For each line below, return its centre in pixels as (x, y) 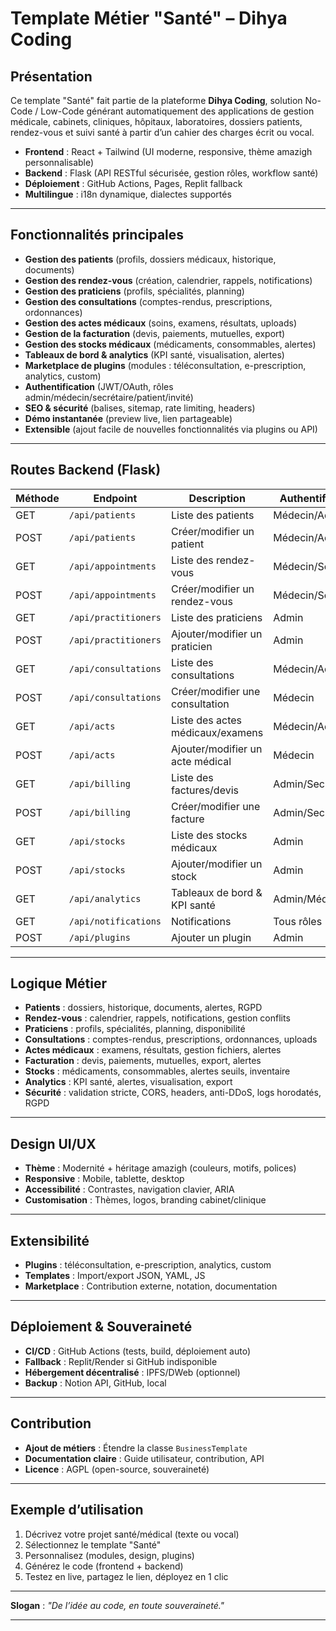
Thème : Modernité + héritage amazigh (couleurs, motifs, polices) (160, 1168)
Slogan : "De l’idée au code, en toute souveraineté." (117, 1605)
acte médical (201, 761)
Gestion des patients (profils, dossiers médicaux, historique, (150, 259)
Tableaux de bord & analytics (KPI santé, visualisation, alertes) (154, 354)
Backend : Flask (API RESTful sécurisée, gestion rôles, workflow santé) (171, 173)
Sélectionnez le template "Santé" (93, 1544)
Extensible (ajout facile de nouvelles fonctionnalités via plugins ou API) (171, 429)
